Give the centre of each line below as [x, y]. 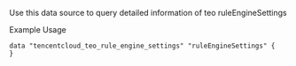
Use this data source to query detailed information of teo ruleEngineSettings [148, 13]
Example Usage [38, 29]
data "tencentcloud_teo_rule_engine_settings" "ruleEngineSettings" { [142, 46]
